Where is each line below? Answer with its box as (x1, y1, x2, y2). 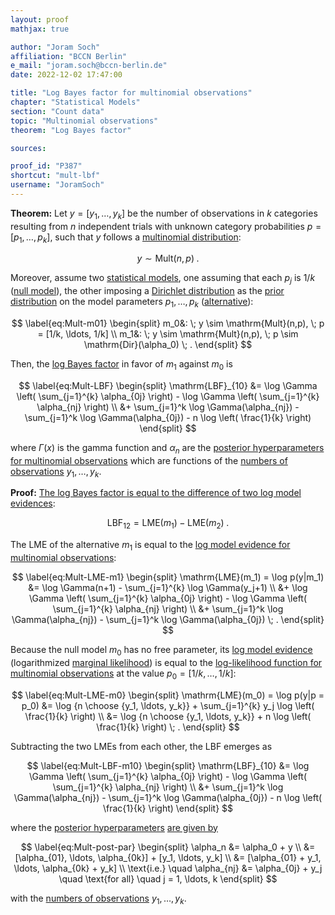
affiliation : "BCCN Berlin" (10, 51, 128, 61)
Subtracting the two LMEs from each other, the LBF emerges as (10, 740, 273, 752)
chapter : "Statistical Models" (10, 97, 141, 107)
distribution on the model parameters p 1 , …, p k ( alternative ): (10, 296, 254, 310)
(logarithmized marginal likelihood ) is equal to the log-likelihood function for (10, 656, 323, 668)
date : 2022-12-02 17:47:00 (10, 70, 123, 80)
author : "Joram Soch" (10, 42, 101, 52)
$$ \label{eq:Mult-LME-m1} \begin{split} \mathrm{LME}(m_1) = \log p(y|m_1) (11, 571, 325, 583)
